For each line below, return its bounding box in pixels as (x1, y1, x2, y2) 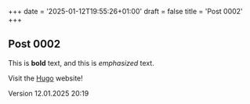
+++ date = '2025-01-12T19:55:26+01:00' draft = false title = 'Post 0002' (8, 7, 243, 16)
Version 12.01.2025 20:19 (8, 88, 89, 98)
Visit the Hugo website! (8, 74, 84, 83)
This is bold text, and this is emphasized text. (8, 58, 154, 67)
